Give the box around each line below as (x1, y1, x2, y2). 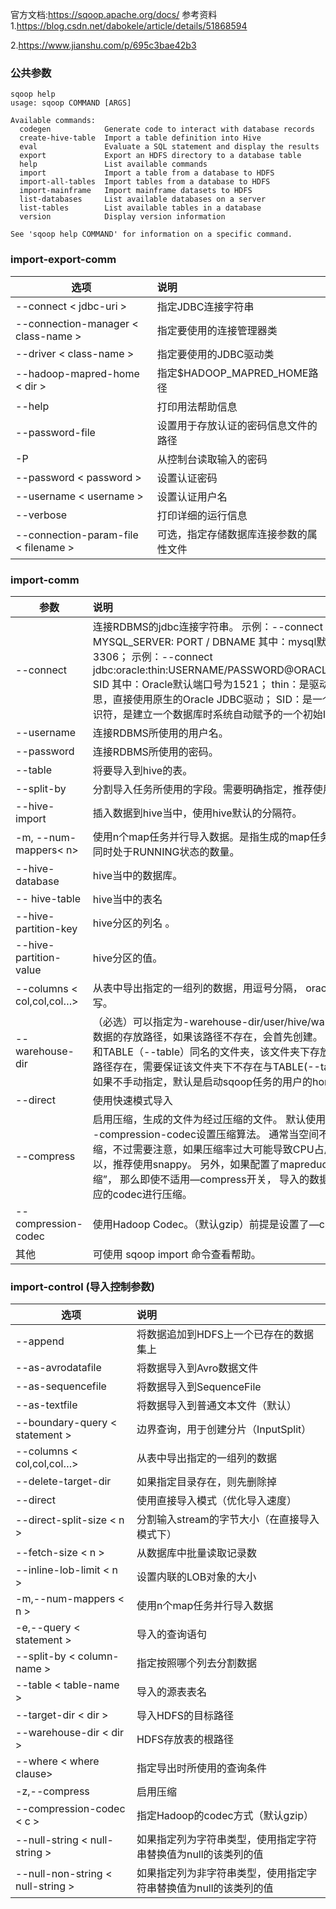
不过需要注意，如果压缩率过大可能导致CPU (112, 1142, 315, 1156)
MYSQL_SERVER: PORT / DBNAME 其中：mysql (92, 634, 317, 648)
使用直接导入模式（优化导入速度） (136, 1494, 297, 1508)
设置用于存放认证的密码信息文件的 (156, 418, 318, 432)
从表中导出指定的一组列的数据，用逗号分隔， (92, 981, 303, 995)
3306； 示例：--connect (92, 649, 213, 663)
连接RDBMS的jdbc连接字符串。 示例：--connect (92, 619, 323, 633)
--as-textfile (15, 1398, 78, 1412)
